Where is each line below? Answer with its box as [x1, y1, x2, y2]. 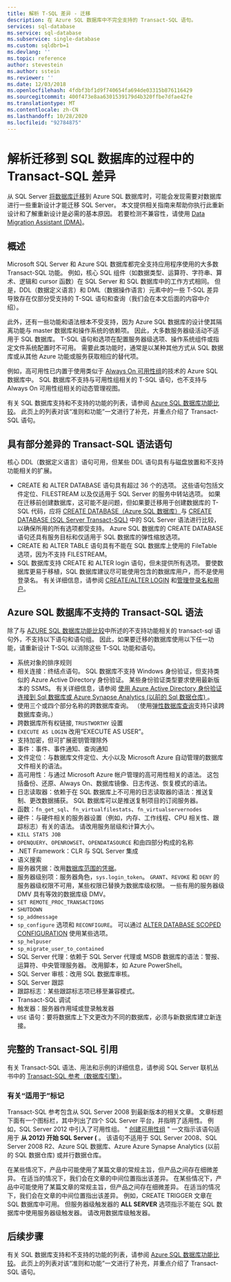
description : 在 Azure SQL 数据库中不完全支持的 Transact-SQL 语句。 [7, 17, 197, 23]
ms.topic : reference [7, 55, 67, 62]
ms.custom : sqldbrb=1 [7, 42, 70, 49]
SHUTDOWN [17, 906, 43, 913]
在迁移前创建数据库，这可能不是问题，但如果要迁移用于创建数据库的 [17, 498, 211, 507]
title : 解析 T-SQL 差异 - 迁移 [7, 10, 91, 17]
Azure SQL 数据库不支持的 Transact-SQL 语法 [7, 607, 203, 618]
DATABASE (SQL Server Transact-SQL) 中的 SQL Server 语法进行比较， [17, 515, 221, 524]
